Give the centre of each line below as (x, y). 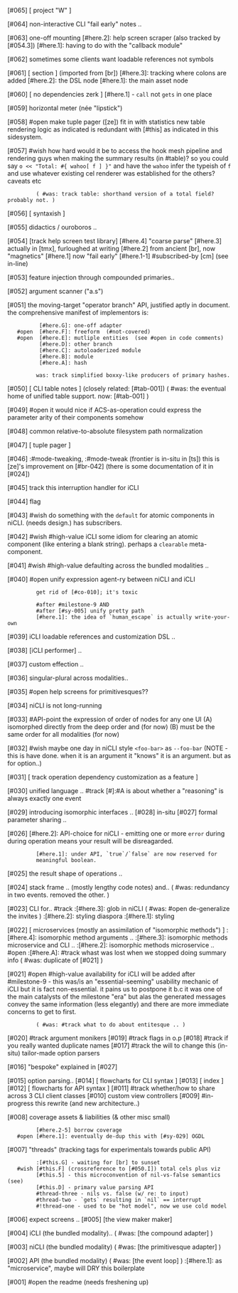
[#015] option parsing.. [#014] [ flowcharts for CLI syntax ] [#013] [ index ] (115, 1081)
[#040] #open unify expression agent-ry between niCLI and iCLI (101, 579)
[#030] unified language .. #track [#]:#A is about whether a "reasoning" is (115, 791)
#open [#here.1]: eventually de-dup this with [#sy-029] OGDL (110, 1137)
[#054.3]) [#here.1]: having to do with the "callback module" (95, 45)
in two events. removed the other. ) (59, 895)
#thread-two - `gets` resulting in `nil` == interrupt (119, 1200)
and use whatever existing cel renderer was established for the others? (111, 173)
